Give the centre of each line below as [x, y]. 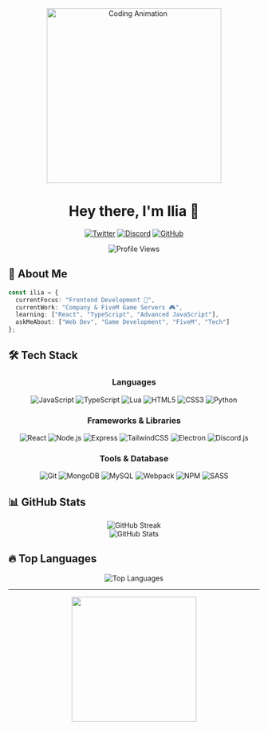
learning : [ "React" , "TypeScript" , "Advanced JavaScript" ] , [117, 315]
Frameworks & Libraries [134, 421]
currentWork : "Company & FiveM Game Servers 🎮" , [99, 307]
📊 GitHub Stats [47, 502]
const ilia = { [33, 292]
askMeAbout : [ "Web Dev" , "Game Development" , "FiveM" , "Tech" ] [122, 322]
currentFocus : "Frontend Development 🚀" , [85, 300]
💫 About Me [38, 274]
